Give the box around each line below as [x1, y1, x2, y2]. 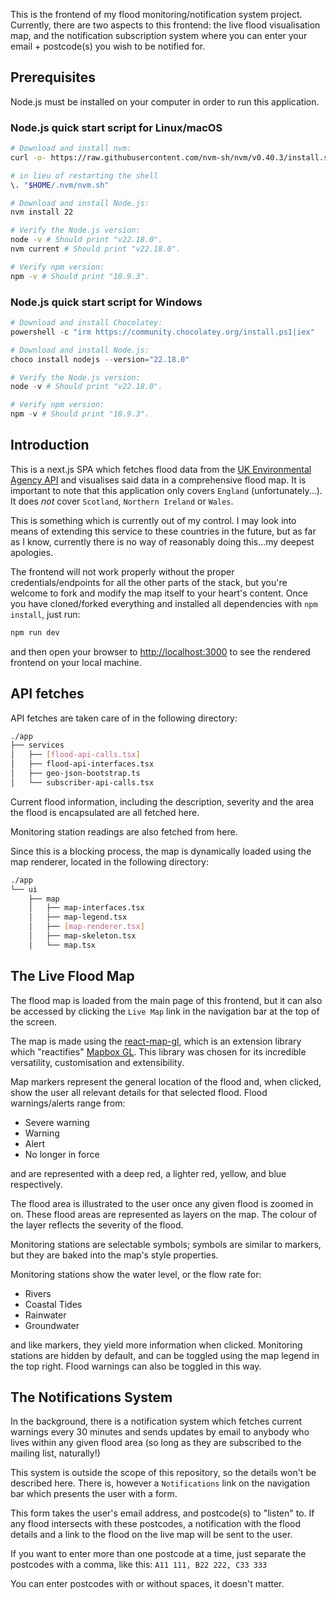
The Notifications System [10, 1389, 173, 1406]
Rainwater [24, 1309, 67, 1321]
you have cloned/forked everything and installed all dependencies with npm [10, 597, 318, 609]
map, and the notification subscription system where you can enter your [10, 30, 308, 41]
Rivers [24, 1287, 52, 1299]
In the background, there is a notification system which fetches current [10, 1415, 303, 1428]
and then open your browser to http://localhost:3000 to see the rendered [10, 645, 311, 658]
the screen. [10, 1015, 58, 1028]
